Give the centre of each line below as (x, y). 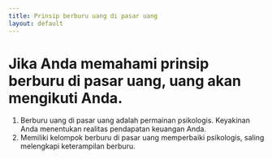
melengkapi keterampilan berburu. (78, 146)
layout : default (36, 24)
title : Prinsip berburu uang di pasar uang (83, 16)
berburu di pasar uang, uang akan (125, 81)
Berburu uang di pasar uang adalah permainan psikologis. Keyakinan (135, 120)
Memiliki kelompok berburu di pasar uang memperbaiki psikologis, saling (142, 138)
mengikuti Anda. (66, 98)
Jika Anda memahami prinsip (109, 64)
